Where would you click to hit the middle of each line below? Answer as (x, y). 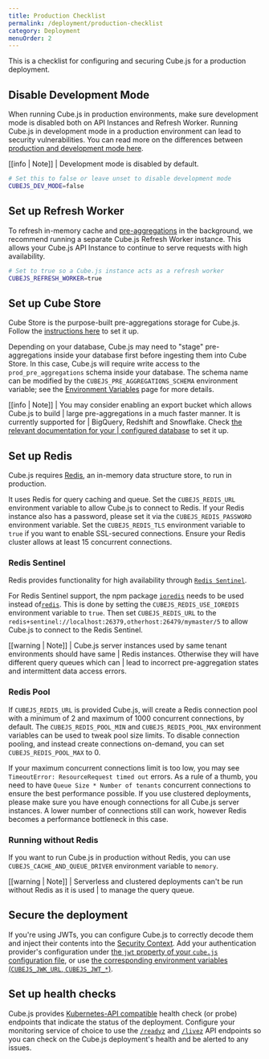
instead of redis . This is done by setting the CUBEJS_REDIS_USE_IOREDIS (124, 604)
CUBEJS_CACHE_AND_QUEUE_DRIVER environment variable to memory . (114, 865)
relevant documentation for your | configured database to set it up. (118, 431)
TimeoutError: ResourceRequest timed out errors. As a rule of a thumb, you (133, 776)
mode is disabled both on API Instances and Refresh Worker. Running (123, 123)
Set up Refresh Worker (66, 211)
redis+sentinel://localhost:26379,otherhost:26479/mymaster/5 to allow (128, 621)
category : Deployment (45, 31)
